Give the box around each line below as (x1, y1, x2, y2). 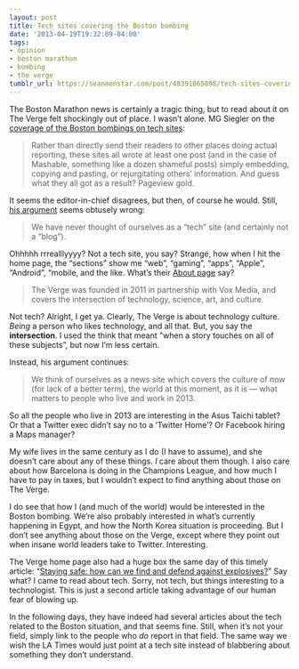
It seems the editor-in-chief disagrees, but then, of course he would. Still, (9, 195, 278, 206)
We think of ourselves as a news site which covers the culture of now (30, 374, 286, 384)
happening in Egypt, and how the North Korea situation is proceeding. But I (9, 520, 284, 530)
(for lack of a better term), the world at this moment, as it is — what (30, 383, 278, 394)
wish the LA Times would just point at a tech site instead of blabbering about (9, 640, 291, 650)
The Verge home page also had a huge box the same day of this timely (9, 556, 269, 567)
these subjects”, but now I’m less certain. (9, 339, 160, 350)
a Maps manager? (9, 429, 76, 439)
